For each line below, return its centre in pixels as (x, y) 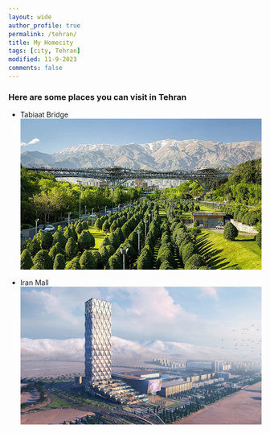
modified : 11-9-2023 (43, 60)
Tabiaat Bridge (44, 115)
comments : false (35, 68)
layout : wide (30, 17)
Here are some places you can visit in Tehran (98, 97)
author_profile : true (45, 25)
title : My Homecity (41, 43)
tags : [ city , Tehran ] (45, 51)
